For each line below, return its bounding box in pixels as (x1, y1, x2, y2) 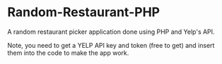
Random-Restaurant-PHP (7, 4, 160, 20)
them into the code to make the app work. (7, 49, 129, 57)
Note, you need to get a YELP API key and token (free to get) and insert (7, 41, 215, 49)
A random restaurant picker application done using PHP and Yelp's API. (7, 27, 215, 36)
